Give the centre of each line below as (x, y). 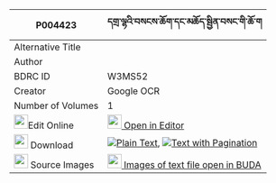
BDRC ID (32, 76)
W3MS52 (128, 76)
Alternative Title (47, 47)
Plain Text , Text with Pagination (187, 142)
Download (52, 145)
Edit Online (51, 125)
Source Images (62, 165)
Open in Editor (154, 125)
